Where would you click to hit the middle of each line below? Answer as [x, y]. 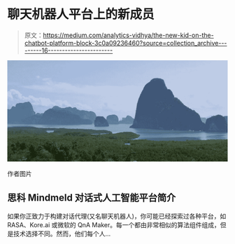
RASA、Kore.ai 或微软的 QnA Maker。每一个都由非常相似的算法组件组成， [114, 224]
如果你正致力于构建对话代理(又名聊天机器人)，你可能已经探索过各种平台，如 [117, 216]
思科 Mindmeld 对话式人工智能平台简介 [92, 198]
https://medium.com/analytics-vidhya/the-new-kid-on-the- [129, 35]
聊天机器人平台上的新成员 [81, 14]
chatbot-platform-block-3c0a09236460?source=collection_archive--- [126, 43]
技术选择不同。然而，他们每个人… [62, 233]
